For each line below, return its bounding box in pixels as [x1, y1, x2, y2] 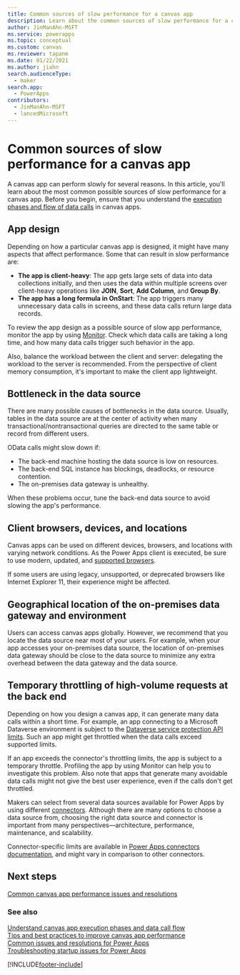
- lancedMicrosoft [14, 110, 69, 117]
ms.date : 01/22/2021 [7, 57, 69, 64]
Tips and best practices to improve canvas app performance [7, 931, 186, 939]
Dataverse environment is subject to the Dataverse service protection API [7, 724, 224, 733]
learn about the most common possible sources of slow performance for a [7, 187, 226, 196]
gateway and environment [7, 609, 126, 621]
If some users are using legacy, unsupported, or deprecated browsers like [7, 570, 225, 579]
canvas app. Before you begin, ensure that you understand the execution [7, 194, 222, 204]
